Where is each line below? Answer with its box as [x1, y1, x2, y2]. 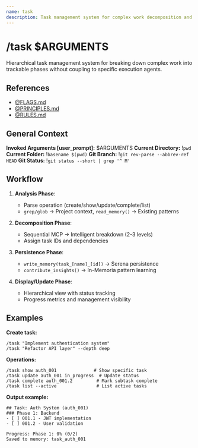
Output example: [6, 393, 49, 400]
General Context [6, 128, 68, 138]
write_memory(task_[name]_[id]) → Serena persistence [23, 260, 159, 267]
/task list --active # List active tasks [6, 383, 147, 389]
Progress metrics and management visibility [23, 295, 131, 303]
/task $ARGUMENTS [6, 40, 109, 53]
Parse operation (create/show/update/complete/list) [23, 201, 151, 209]
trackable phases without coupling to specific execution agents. [6, 66, 162, 73]
